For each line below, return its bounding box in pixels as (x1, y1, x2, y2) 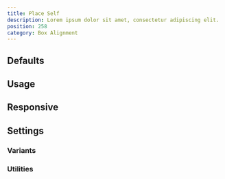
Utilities (7, 164, 34, 173)
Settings (7, 125, 45, 136)
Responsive (7, 101, 59, 114)
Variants (7, 145, 36, 155)
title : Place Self (7, 10, 60, 17)
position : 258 (7, 23, 48, 30)
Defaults (7, 54, 45, 66)
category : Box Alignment (7, 29, 78, 36)
